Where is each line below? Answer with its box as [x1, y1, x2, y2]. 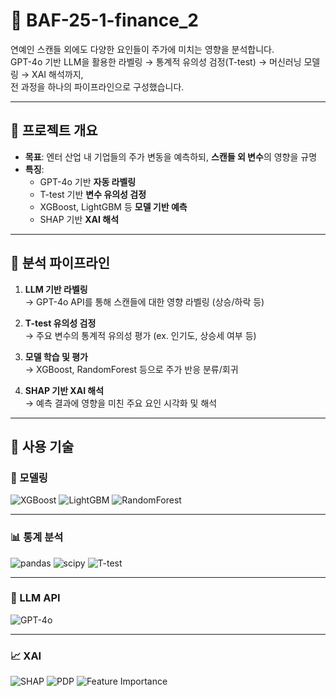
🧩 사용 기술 [10, 438, 75, 455]
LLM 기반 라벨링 [24, 283, 88, 295]
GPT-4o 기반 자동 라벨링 [39, 175, 137, 188]
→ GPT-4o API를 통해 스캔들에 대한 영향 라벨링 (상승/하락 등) [24, 295, 265, 308]
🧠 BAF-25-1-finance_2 [10, 9, 199, 32]
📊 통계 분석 [10, 530, 64, 544]
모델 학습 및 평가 [24, 350, 88, 363]
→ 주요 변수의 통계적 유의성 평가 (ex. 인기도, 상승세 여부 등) [24, 329, 257, 341]
